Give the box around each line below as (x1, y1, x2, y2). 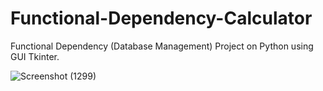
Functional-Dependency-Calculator (10, 7, 313, 30)
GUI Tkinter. (10, 50, 60, 62)
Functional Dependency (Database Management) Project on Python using (10, 40, 314, 52)
